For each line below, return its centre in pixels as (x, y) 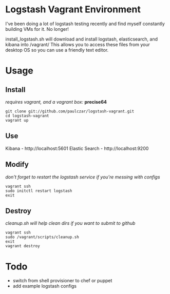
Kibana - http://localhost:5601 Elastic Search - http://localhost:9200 (77, 148)
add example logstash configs (45, 286)
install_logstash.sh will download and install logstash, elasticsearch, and (82, 39)
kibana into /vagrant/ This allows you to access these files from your (78, 44)
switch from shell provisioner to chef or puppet (62, 281)
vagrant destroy (23, 246)
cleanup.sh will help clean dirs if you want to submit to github (70, 223)
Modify (17, 164)
